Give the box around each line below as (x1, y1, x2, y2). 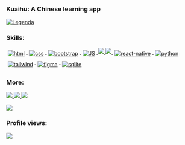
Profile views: (6, 118, 48, 127)
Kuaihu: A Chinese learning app (6, 5, 101, 13)
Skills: (6, 34, 25, 42)
